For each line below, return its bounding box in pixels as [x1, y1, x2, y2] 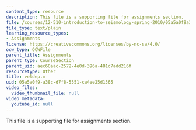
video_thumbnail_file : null [11, 90, 80, 96]
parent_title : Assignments [6, 52, 72, 58]
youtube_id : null [11, 101, 54, 107]
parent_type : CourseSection [6, 57, 75, 63]
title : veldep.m [6, 74, 45, 80]
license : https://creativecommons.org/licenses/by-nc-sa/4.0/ [6, 42, 160, 47]
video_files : [6, 85, 38, 91]
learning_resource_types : [6, 30, 69, 36]
